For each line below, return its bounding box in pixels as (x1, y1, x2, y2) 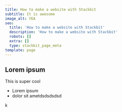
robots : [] (9, 34, 31, 39)
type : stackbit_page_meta (9, 43, 62, 48)
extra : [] (9, 39, 29, 44)
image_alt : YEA (5, 16, 36, 21)
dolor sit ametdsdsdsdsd (12, 93, 62, 99)
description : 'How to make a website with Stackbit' (9, 30, 118, 34)
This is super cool (5, 79, 41, 84)
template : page (5, 48, 36, 52)
